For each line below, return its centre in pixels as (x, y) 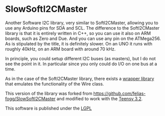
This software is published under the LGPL (49, 108)
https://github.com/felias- (120, 93)
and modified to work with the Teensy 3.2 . (100, 98)
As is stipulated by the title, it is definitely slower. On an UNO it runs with (79, 43)
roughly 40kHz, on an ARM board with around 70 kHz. (60, 49)
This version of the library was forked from (49, 93)
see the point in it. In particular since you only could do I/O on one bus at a (81, 64)
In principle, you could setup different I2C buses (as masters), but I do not (81, 58)
